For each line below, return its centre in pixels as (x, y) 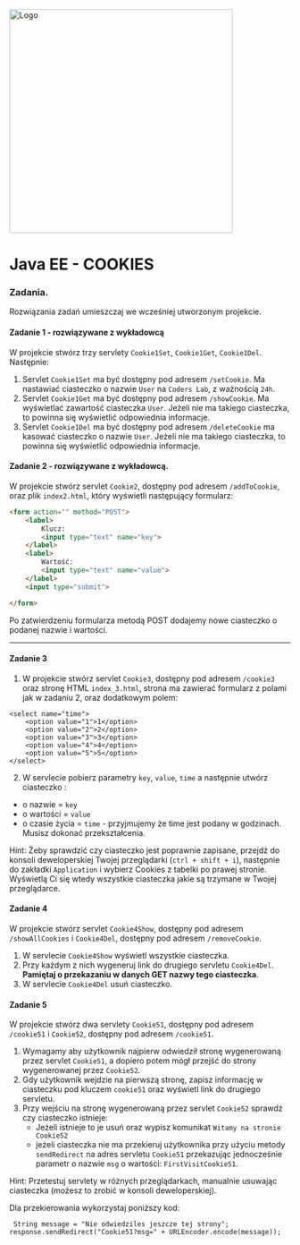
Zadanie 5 (28, 1004)
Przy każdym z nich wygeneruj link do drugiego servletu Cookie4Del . (148, 965)
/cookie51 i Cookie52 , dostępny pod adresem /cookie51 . (112, 1034)
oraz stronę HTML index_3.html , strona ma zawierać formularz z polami (154, 687)
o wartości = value (56, 814)
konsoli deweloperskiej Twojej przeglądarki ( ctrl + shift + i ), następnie (145, 859)
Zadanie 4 (29, 908)
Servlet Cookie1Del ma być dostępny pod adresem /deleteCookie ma (148, 426)
